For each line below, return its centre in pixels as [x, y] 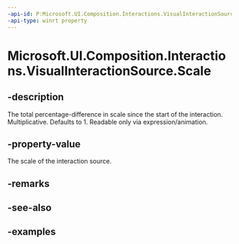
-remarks [28, 183]
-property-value [44, 144]
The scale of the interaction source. [60, 161]
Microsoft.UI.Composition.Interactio [117, 56]
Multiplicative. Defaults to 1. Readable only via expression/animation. [108, 122]
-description [36, 97]
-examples [32, 232]
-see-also [30, 208]
